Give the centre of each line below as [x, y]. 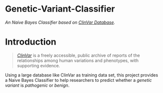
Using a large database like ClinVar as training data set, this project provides [82, 75]
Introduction [31, 42]
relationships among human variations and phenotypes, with [78, 60]
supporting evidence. [38, 65]
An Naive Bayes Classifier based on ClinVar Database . [60, 22]
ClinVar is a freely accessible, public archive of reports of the [78, 55]
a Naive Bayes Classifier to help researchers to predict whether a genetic [79, 80]
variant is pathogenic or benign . [37, 85]
